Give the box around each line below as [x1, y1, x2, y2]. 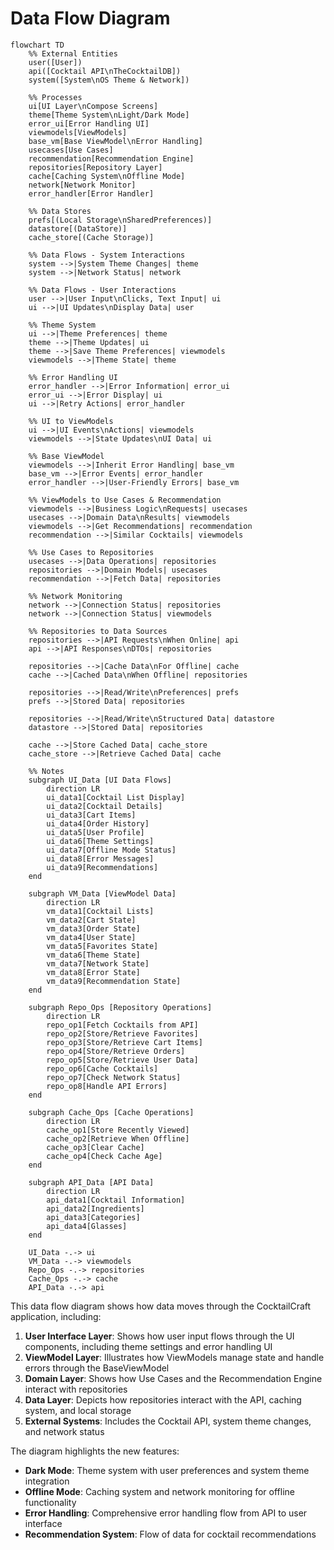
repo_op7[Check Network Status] [46, 1072, 182, 1082]
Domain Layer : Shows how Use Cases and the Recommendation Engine [24, 1372, 323, 1384]
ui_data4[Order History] [46, 818, 150, 829]
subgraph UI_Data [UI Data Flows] [28, 775, 172, 785]
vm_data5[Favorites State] [46, 941, 159, 951]
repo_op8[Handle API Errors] [46, 1081, 168, 1091]
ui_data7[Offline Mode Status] [46, 845, 177, 855]
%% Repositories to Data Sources [28, 626, 168, 636]
